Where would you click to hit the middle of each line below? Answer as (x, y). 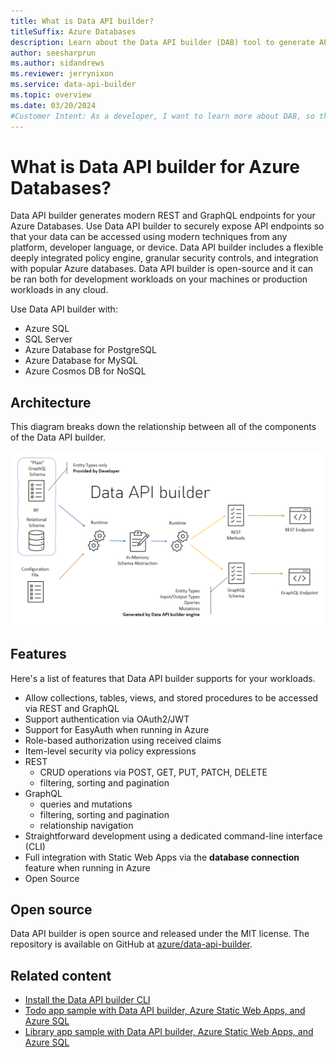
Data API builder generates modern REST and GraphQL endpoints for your (163, 216)
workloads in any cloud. (59, 290)
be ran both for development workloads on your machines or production (159, 279)
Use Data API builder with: (64, 309)
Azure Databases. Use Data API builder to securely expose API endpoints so (167, 226)
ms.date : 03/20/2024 (53, 105)
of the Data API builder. (58, 437)
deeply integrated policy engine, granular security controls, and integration (164, 258)
